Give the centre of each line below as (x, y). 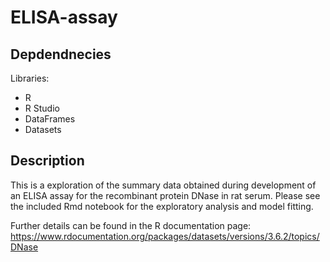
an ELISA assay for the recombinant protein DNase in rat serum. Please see (165, 195)
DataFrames (50, 119)
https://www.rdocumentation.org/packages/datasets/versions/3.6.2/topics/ (165, 236)
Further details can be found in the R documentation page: (131, 225)
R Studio (42, 108)
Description (47, 161)
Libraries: (30, 78)
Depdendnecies (61, 54)
